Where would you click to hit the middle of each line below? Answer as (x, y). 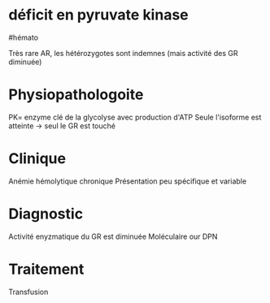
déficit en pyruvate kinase (98, 15)
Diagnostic (46, 214)
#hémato (24, 37)
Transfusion (28, 292)
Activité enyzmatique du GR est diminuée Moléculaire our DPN (113, 236)
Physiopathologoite (76, 95)
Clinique (37, 159)
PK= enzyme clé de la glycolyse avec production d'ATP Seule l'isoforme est (135, 117)
